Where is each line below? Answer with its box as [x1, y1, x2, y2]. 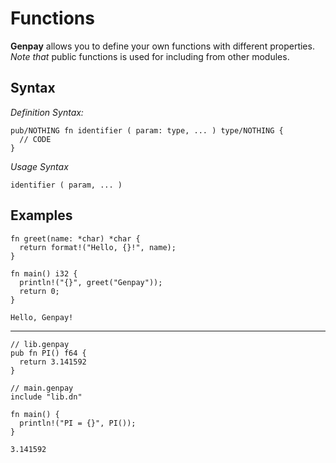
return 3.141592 [19, 357, 87, 367]
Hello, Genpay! [10, 312, 74, 322]
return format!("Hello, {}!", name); [19, 242, 177, 252]
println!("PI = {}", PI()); [19, 418, 137, 428]
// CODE [19, 134, 52, 144]
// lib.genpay [10, 339, 70, 349]
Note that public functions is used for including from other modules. [10, 50, 290, 62]
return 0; [19, 286, 60, 296]
